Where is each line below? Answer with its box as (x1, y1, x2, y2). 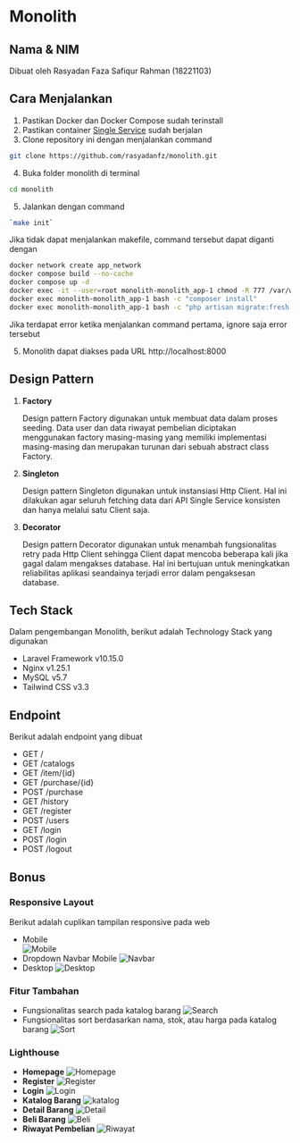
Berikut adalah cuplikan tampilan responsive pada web (9, 916, 211, 927)
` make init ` (9, 218, 54, 227)
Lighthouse (9, 1046, 60, 1059)
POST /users (21, 815, 70, 826)
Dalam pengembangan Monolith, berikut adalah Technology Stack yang (9, 626, 272, 637)
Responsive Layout (9, 896, 94, 909)
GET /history (21, 796, 69, 807)
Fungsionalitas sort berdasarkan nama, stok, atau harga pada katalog (21, 1014, 277, 1025)
